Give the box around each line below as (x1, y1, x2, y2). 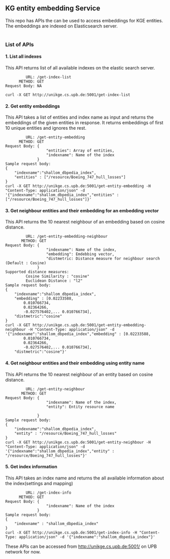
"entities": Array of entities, (46, 148, 115, 154)
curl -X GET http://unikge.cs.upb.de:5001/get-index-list (5, 92, 130, 97)
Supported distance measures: (5, 270, 70, 275)
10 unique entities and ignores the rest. (5, 125, 87, 131)
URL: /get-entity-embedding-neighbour (25, 234, 108, 239)
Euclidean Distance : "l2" (25, 278, 83, 283)
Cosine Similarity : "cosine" (25, 274, 90, 279)
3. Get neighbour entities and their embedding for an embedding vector (5, 207, 159, 213)
